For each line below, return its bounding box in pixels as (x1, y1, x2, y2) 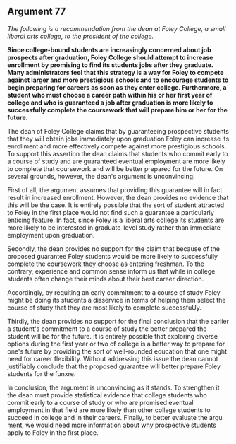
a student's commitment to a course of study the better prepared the (7, 325, 207, 333)
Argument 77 (7, 6, 66, 18)
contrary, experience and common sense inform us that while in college (7, 267, 216, 275)
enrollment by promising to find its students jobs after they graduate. (7, 60, 213, 69)
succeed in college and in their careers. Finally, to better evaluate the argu (7, 413, 223, 421)
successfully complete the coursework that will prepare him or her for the (7, 105, 228, 114)
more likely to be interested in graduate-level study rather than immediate (7, 223, 221, 232)
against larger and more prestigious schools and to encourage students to (7, 76, 229, 84)
